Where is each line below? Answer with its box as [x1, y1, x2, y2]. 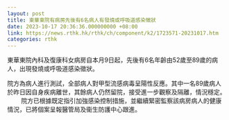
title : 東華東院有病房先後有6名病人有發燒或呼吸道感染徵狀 [7, 17, 156, 24]
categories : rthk [7, 36, 58, 43]
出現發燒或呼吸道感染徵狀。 [19, 65, 99, 73]
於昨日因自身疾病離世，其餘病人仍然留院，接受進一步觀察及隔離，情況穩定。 [7, 88, 226, 96]
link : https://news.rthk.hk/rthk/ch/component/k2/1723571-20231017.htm [7, 29, 219, 37]
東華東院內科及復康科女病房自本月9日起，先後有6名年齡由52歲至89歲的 [7, 56, 212, 65]
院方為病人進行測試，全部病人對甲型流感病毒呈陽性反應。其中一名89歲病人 [7, 79, 222, 87]
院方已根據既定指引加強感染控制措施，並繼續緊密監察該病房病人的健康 [20, 96, 222, 105]
